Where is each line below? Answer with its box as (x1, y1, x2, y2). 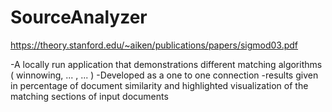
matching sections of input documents (10, 90, 169, 102)
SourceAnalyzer (10, 6, 148, 29)
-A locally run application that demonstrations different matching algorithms (10, 58, 323, 70)
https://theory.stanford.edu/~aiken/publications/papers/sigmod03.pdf (10, 39, 299, 51)
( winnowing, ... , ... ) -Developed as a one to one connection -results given (10, 69, 319, 81)
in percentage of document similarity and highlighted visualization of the (10, 79, 309, 91)
